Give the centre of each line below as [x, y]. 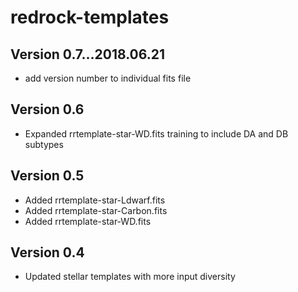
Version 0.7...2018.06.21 [88, 54]
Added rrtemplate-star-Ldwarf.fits [95, 200]
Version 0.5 [47, 176]
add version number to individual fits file [108, 78]
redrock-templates [90, 17]
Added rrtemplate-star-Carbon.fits [96, 210]
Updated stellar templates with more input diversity [130, 277]
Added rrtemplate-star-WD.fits [88, 221]
